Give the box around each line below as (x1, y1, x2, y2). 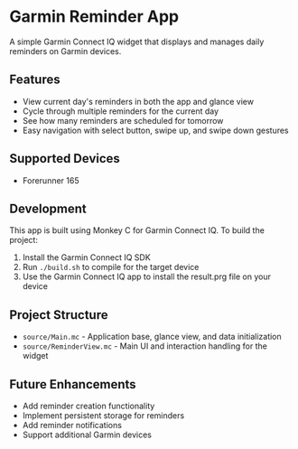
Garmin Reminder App (9, 6, 179, 27)
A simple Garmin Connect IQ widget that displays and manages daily (9, 36, 265, 47)
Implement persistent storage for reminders (22, 410, 185, 421)
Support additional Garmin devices (22, 429, 152, 440)
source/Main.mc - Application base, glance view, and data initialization (22, 332, 282, 342)
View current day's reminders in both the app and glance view (22, 96, 255, 107)
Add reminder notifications (22, 420, 122, 430)
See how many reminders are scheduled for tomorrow (22, 115, 224, 126)
